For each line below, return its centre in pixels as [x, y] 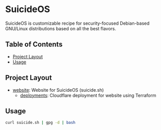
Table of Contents [34, 45]
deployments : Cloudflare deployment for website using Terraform [88, 95]
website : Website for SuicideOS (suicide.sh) [58, 90]
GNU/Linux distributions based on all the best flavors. [61, 28]
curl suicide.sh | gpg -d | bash [40, 123]
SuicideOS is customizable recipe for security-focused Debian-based [77, 23]
